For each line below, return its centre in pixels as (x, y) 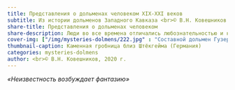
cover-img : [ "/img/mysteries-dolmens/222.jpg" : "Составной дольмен (109, 40)
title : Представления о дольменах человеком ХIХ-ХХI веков (95, 14)
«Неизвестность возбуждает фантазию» (69, 79)
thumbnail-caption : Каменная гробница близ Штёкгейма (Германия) (104, 46)
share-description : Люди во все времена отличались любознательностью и (115, 33)
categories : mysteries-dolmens (53, 53)
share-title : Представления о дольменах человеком (83, 27)
